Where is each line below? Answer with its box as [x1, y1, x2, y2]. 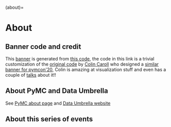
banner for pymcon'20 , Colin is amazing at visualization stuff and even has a [5, 67, 166, 73]
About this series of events [5, 115, 93, 123]
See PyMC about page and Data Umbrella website [5, 100, 111, 106]
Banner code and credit [5, 42, 82, 51]
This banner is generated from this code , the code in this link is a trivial [5, 56, 155, 61]
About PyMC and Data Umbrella [5, 86, 108, 96]
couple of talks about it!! [5, 72, 56, 78]
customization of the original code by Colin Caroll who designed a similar [5, 61, 159, 67]
